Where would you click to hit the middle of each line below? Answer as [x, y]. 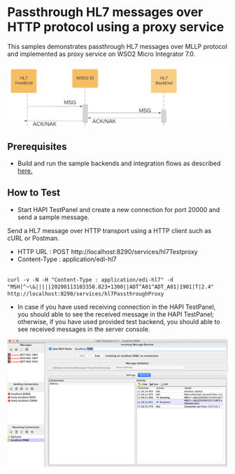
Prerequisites [37, 147]
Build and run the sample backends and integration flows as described [119, 163]
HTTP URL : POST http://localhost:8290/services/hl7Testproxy [107, 251]
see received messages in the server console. [84, 329]
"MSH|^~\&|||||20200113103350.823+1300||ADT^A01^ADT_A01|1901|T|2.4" [111, 287]
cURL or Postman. [33, 238]
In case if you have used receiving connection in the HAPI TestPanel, [116, 307]
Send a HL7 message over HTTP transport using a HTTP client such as [109, 230]
